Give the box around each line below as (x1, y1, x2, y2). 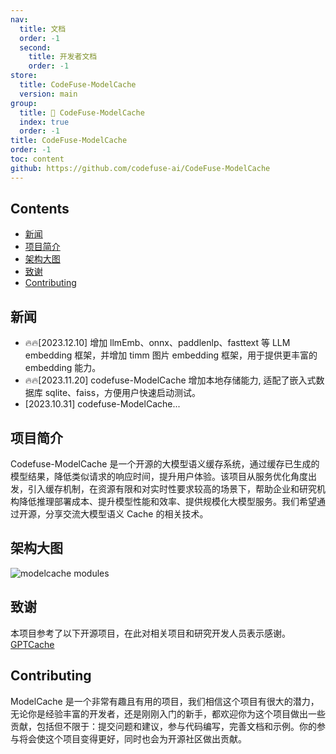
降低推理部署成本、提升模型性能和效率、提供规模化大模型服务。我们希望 (18, 496, 317, 508)
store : (10, 71, 38, 81)
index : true (19, 117, 70, 127)
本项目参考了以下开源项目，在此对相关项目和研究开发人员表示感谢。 (10, 627, 291, 639)
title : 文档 (19, 24, 67, 34)
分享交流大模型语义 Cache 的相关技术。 (44, 508, 209, 520)
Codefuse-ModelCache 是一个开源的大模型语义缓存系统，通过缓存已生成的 (10, 458, 320, 470)
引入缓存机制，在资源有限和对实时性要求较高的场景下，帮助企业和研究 (27, 483, 317, 495)
